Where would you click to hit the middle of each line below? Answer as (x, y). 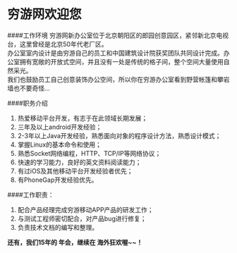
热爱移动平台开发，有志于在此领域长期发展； (83, 118)
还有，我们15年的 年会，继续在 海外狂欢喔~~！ (75, 242)
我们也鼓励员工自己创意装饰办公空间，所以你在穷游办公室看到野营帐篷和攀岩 (119, 79)
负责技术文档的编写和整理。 (58, 227)
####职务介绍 (28, 103)
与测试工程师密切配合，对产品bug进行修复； (82, 218)
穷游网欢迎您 (45, 14)
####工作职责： (31, 195)
